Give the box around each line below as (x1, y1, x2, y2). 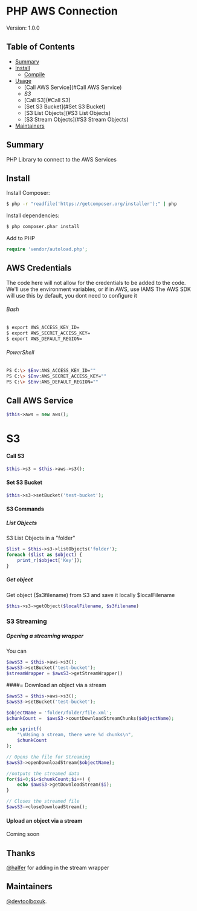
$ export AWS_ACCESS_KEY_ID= (6, 325, 80, 331)
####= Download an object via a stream (6, 681, 107, 688)
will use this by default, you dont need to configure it (6, 292, 138, 299)
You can (6, 647, 27, 655)
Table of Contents (6, 42, 76, 52)
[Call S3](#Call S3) (24, 96, 71, 103)
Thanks (6, 848, 36, 858)
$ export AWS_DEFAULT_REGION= (6, 336, 83, 342)
